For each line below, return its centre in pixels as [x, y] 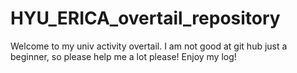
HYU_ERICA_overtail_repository [145, 18]
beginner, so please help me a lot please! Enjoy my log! [123, 56]
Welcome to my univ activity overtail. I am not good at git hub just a [149, 46]
